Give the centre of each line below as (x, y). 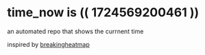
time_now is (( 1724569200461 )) (103, 13)
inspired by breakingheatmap (49, 44)
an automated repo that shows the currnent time (75, 31)
